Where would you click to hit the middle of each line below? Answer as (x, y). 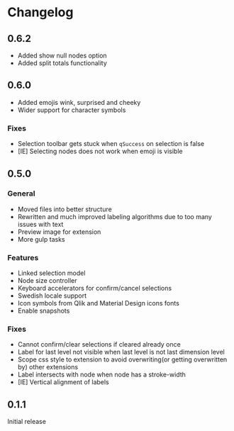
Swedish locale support (52, 296)
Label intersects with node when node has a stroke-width (102, 375)
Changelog (40, 12)
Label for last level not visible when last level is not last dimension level (121, 352)
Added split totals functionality (62, 63)
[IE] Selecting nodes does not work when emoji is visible (100, 151)
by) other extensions (48, 367)
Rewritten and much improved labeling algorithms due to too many (115, 216)
